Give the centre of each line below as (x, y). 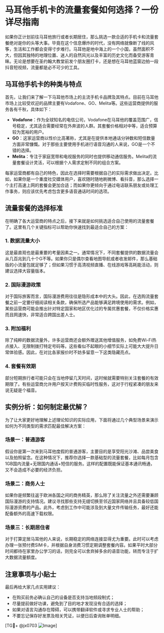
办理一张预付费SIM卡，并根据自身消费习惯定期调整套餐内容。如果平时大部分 (82, 545)
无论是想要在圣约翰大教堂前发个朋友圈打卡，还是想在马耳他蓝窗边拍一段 (86, 61)
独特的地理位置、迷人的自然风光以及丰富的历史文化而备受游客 (88, 55)
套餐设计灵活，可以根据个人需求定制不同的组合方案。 (70, 163)
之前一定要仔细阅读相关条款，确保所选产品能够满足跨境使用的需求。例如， (84, 303)
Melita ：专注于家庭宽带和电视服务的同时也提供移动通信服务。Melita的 (82, 156)
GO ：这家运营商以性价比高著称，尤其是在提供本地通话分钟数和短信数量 (84, 138)
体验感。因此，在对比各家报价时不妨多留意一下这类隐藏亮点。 (71, 352)
